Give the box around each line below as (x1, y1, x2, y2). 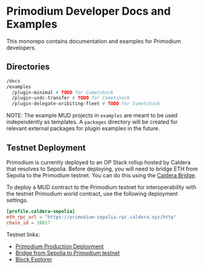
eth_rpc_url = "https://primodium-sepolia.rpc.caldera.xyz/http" (6, 214, 176, 220)
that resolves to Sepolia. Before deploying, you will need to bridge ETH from (6, 165, 198, 172)
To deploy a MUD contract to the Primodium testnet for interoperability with (6, 183, 197, 191)
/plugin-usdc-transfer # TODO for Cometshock (12, 95, 130, 101)
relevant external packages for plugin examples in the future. (6, 125, 161, 132)
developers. (6, 44, 37, 51)
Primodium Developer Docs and (6, 4, 171, 18)
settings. (6, 196, 29, 204)
